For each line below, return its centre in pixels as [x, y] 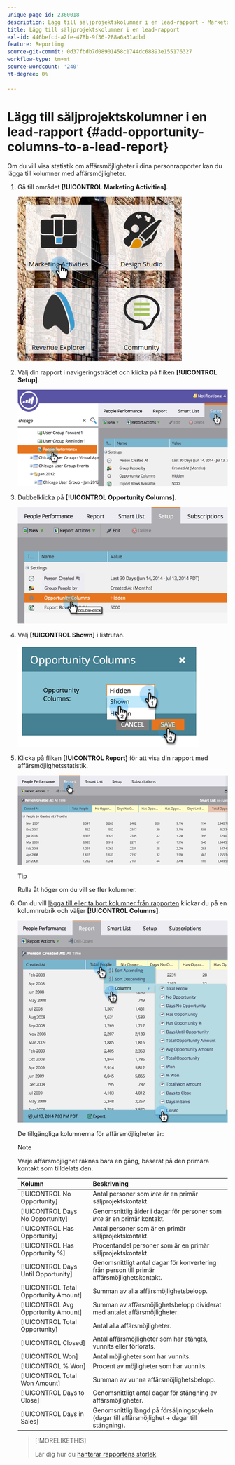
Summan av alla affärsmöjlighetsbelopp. [150, 1291]
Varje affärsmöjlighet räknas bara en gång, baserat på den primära [113, 1161]
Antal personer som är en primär [140, 1228]
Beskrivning [111, 1184]
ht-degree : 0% [28, 74]
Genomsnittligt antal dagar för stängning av [155, 1393]
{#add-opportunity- [145, 131]
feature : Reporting [36, 45]
